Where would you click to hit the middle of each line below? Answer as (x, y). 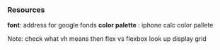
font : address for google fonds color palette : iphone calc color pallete (110, 25)
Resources (26, 10)
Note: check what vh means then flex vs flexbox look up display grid (107, 39)
